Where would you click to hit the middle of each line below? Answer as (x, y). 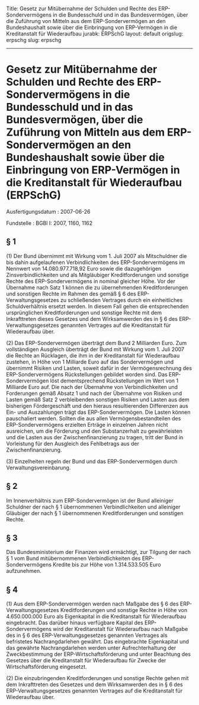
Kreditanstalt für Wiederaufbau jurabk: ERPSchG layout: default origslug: (95, 34)
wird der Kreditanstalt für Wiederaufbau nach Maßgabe (121, 629)
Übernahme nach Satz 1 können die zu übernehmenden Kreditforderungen (97, 287)
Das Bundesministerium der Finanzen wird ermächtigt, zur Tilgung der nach (99, 552)
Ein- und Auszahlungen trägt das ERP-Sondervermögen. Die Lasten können (98, 412)
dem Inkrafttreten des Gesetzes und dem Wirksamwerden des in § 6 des (94, 685)
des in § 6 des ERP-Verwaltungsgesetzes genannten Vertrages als (87, 635)
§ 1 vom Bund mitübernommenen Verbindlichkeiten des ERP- (80, 558)
